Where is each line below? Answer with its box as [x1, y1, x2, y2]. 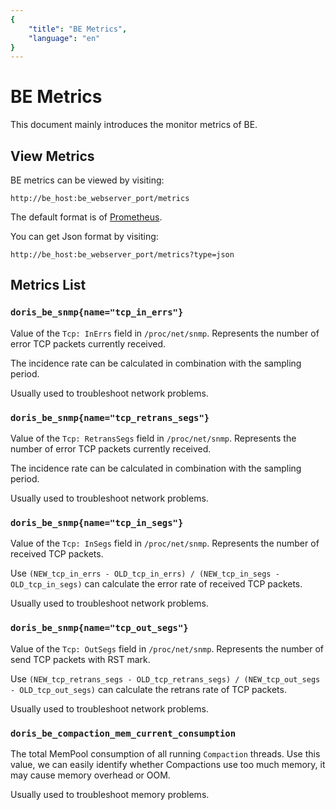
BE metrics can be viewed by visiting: [10, 174, 165, 186]
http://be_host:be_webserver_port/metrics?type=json [10, 250, 235, 260]
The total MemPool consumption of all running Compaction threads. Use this [10, 747, 321, 760]
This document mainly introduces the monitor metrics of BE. [10, 119, 258, 131]
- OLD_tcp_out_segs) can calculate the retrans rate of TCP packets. [10, 683, 287, 695]
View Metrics [10, 147, 95, 165]
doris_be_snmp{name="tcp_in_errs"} [10, 307, 184, 318]
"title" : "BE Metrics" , [28, 24, 128, 34]
